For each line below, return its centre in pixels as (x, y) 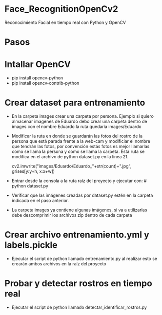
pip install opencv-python (37, 78)
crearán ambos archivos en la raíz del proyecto (59, 263)
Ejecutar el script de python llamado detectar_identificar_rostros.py (79, 307)
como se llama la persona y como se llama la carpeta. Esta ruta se (78, 151)
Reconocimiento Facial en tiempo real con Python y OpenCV (65, 22)
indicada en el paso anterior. (40, 200)
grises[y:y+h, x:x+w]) (33, 171)
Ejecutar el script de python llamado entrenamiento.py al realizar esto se (84, 259)
